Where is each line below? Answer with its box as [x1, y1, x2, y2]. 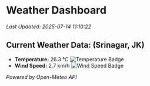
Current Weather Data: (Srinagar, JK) [6, 40, 145, 50]
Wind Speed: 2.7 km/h [14, 62, 70, 69]
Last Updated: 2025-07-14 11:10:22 [6, 23, 92, 30]
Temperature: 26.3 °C [14, 55, 69, 62]
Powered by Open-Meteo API [6, 73, 78, 80]
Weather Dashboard [6, 4, 107, 17]
